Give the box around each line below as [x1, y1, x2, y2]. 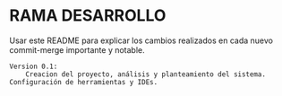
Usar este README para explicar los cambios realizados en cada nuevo [9, 35, 273, 46]
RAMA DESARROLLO [9, 5, 167, 26]
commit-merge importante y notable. [9, 44, 145, 55]
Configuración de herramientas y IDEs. [9, 77, 158, 86]
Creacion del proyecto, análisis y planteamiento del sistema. [25, 69, 267, 79]
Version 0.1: [9, 62, 58, 71]
